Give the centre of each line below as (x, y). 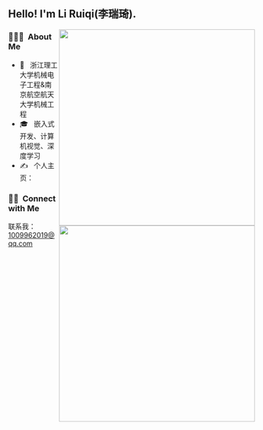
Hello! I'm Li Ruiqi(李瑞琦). (72, 14)
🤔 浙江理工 (38, 64)
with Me (24, 208)
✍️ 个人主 (37, 165)
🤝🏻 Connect (32, 199)
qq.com (20, 243)
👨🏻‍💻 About (30, 37)
